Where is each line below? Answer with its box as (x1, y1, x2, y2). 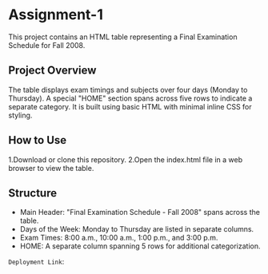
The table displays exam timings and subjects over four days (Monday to (8, 85, 248, 94)
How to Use (8, 133, 67, 147)
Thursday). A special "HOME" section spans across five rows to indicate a (8, 93, 253, 103)
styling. (8, 110, 33, 120)
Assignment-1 (8, 6, 104, 24)
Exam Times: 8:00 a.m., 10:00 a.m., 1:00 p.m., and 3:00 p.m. (19, 233, 218, 243)
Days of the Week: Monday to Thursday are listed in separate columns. (19, 224, 254, 234)
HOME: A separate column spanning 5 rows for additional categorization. (19, 241, 262, 251)
